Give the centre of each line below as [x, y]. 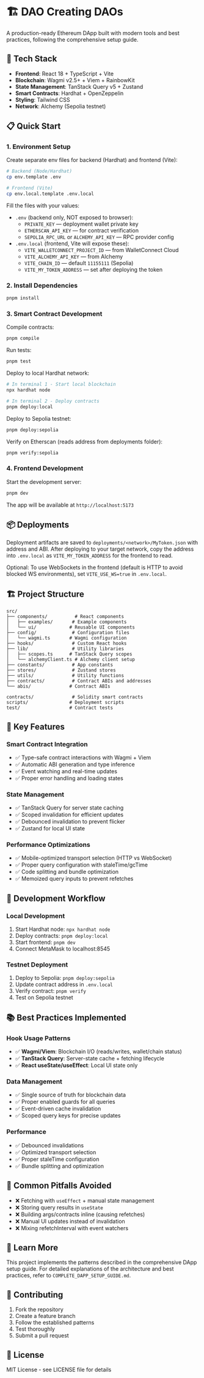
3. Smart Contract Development [54, 314]
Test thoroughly [35, 1329]
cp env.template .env [34, 177]
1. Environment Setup [39, 147]
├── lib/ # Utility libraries [65, 649]
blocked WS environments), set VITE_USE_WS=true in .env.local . [86, 574]
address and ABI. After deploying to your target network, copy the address [100, 549]
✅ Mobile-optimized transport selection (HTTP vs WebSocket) [93, 858]
